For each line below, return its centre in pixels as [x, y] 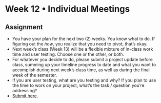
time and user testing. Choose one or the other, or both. [68, 54]
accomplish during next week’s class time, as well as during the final [81, 70]
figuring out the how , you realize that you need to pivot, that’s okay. [80, 44]
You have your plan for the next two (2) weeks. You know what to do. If [83, 39]
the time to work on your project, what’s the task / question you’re [78, 85]
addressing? [25, 91]
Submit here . [25, 96]
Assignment [24, 27]
